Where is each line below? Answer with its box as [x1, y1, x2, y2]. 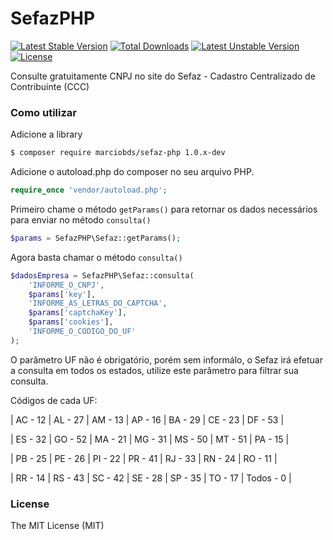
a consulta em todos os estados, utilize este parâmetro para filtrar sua [10, 364, 299, 376]
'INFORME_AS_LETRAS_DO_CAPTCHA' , [28, 298, 168, 309]
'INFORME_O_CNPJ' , [28, 280, 105, 290]
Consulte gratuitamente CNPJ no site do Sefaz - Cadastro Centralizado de [10, 70, 316, 82]
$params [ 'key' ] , [28, 289, 97, 299]
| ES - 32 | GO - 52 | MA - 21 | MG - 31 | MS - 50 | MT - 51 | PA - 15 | [10, 433, 290, 445]
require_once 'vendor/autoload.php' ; [10, 185, 168, 196]
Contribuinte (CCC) [10, 80, 90, 92]
